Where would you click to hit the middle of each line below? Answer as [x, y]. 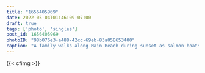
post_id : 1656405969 [33, 35]
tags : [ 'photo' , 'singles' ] [42, 29]
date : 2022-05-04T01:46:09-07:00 [49, 18]
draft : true [21, 23]
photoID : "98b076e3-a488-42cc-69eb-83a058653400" [71, 40]
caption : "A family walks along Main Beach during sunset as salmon [95, 46]
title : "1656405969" [33, 12]
